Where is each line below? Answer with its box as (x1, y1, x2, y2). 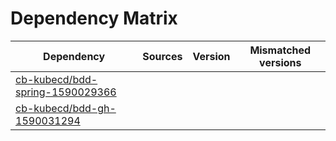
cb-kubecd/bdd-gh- (15, 101, 117, 115)
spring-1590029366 (15, 85, 117, 99)
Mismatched (249, 43, 312, 57)
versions (259, 55, 302, 69)
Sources (142, 49, 183, 63)
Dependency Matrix (10, 7, 178, 30)
